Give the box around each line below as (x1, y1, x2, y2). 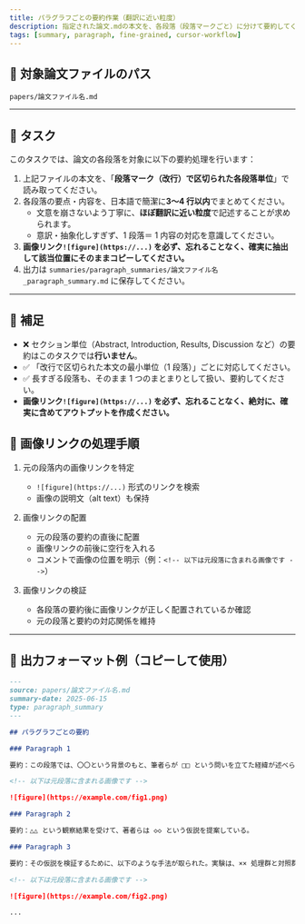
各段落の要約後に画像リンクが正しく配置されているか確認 (35, 603, 251, 614)
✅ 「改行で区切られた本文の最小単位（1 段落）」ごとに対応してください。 (22, 361, 296, 373)
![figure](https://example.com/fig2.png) (9, 891, 169, 900)
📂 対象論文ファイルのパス (9, 65, 152, 82)
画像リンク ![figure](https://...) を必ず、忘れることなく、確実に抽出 (22, 242, 289, 252)
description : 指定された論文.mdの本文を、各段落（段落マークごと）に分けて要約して (9, 22, 290, 31)
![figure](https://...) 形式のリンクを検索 (35, 481, 201, 492)
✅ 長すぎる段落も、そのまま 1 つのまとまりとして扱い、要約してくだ (22, 373, 278, 383)
